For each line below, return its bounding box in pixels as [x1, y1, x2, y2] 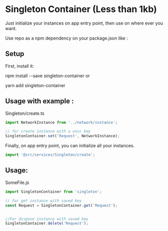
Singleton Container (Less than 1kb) [5, 4, 157, 15]
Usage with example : [5, 97, 74, 106]
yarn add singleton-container [5, 82, 66, 88]
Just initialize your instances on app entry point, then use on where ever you [5, 20, 163, 26]
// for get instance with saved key [5, 198, 82, 203]
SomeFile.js [5, 179, 29, 185]
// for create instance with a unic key [5, 129, 91, 134]
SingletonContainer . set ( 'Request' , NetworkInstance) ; [5, 134, 120, 139]
